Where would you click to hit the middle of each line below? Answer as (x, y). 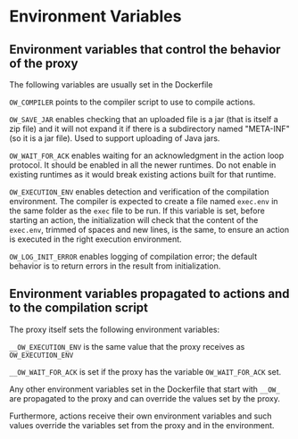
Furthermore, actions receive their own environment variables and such (141, 416)
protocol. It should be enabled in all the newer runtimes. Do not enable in (143, 165)
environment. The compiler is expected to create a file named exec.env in (144, 201)
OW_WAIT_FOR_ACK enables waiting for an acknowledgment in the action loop (147, 155)
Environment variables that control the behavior (145, 50)
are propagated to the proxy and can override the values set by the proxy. (145, 398)
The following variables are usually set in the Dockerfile (111, 85)
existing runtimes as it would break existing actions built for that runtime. (143, 174)
